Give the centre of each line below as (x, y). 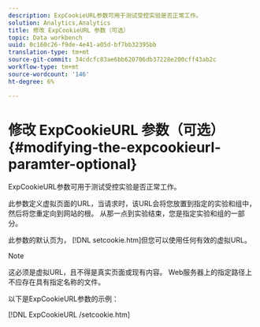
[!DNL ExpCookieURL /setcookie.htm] (69, 315)
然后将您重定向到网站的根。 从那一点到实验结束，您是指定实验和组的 (119, 213)
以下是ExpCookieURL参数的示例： (64, 299)
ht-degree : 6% (32, 81)
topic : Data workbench (45, 38)
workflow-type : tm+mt (44, 67)
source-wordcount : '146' (49, 74)
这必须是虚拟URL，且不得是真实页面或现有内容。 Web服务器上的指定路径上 (130, 272)
